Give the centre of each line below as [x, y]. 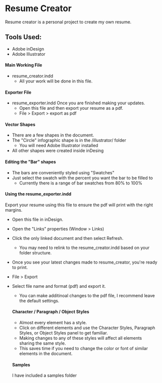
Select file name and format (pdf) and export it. [59, 286]
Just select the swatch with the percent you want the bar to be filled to [82, 178]
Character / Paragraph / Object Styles [51, 312]
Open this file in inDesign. [38, 219]
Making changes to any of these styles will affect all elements [81, 338]
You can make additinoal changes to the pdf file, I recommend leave [87, 295]
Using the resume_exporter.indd [38, 194]
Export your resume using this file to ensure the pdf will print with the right [79, 205]
